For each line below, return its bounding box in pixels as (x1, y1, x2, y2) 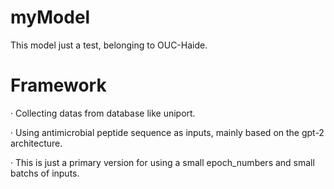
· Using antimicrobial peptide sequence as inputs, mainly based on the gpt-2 (10, 126, 325, 138)
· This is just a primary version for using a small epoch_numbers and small (10, 156, 315, 168)
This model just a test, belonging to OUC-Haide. (10, 39, 208, 51)
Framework (10, 74, 107, 97)
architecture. (10, 137, 63, 149)
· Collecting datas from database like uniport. (10, 107, 196, 119)
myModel (10, 6, 91, 29)
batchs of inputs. (10, 167, 80, 179)
